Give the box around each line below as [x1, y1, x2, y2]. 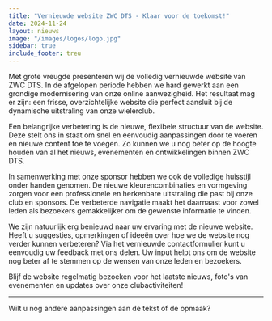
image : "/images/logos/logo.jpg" [8, 34, 121, 43]
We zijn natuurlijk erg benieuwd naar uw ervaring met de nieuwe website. [8, 222, 253, 231]
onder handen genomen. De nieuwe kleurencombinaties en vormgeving [8, 180, 248, 190]
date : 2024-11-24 [8, 19, 67, 27]
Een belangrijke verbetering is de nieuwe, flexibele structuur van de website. [8, 122, 264, 131]
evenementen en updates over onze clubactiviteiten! [8, 281, 184, 289]
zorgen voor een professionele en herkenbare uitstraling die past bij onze [8, 189, 253, 198]
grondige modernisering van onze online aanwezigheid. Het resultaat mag [8, 89, 255, 98]
